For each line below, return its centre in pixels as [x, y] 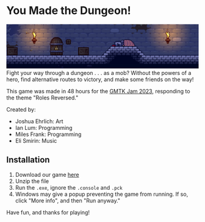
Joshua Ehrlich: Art [39, 121]
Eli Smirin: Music [36, 141]
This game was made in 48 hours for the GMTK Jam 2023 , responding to [98, 91]
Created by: [21, 110]
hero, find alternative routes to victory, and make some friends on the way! [100, 79]
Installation [28, 160]
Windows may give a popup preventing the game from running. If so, [102, 194]
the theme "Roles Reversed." [42, 98]
